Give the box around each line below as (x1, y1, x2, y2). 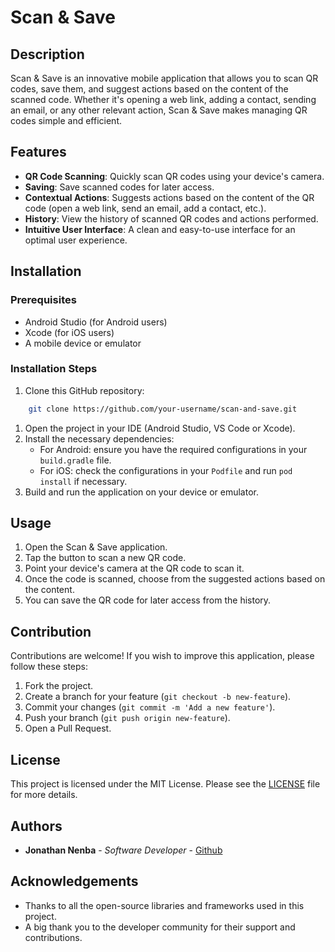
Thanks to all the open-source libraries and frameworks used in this (24, 899, 305, 911)
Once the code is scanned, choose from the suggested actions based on (24, 573, 326, 585)
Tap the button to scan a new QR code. (24, 552, 187, 564)
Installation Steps (10, 362, 98, 376)
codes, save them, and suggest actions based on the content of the (10, 83, 289, 95)
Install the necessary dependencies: (24, 432, 175, 445)
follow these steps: (10, 661, 88, 673)
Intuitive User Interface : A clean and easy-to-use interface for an (24, 223, 296, 235)
